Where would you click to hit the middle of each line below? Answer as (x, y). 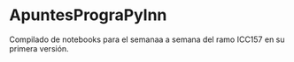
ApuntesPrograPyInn (88, 15)
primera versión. (39, 48)
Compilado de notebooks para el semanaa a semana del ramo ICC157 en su (147, 39)
